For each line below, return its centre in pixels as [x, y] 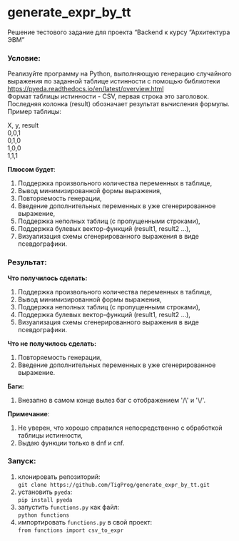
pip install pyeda [45, 500]
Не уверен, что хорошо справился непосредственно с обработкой [120, 428]
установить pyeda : [45, 492]
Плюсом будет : [31, 170]
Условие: [24, 58]
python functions [44, 515]
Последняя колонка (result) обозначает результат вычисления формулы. [118, 104]
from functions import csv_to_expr [71, 530]
